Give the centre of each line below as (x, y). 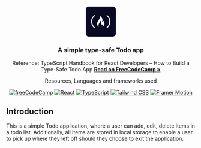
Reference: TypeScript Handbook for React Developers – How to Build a (101, 63)
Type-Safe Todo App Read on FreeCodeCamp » (101, 70)
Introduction (30, 111)
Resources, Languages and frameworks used (101, 81)
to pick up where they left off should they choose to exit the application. (95, 139)
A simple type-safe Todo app (101, 50)
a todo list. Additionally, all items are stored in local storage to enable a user (100, 132)
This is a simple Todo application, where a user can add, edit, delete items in (101, 126)
